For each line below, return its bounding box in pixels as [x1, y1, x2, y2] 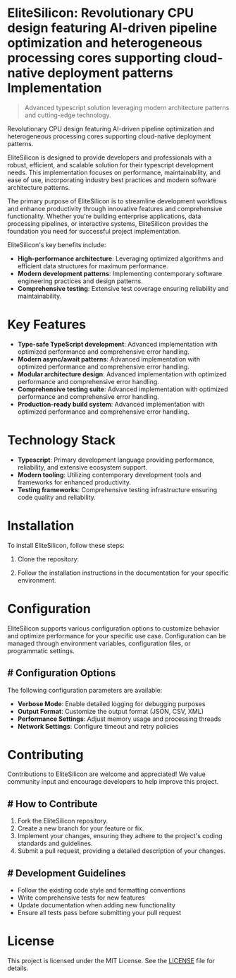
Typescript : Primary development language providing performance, [17, 455, 215, 464]
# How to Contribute [7, 798, 98, 810]
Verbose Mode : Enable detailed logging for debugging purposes [17, 699, 206, 708]
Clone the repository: [17, 554, 80, 563]
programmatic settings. [7, 646, 75, 655]
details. [7, 964, 29, 972]
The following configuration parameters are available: [7, 686, 163, 694]
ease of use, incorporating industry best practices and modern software [7, 175, 217, 184]
